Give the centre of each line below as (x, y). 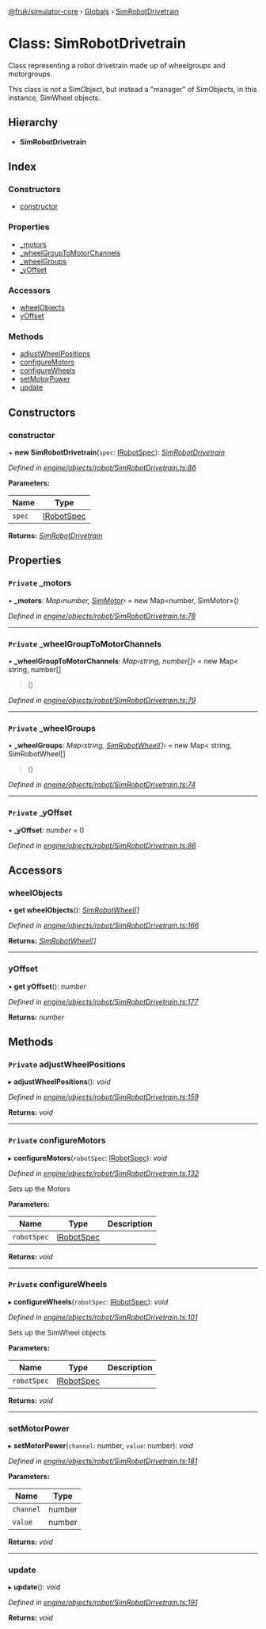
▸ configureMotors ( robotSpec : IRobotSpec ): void (88, 1158)
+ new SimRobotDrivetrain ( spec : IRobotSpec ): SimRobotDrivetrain (117, 452)
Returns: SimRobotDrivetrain (55, 536)
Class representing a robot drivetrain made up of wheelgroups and (117, 65)
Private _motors (40, 583)
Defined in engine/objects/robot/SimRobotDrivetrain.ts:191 (103, 1603)
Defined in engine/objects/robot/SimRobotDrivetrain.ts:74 (102, 785)
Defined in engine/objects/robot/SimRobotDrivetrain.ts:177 (103, 1001)
